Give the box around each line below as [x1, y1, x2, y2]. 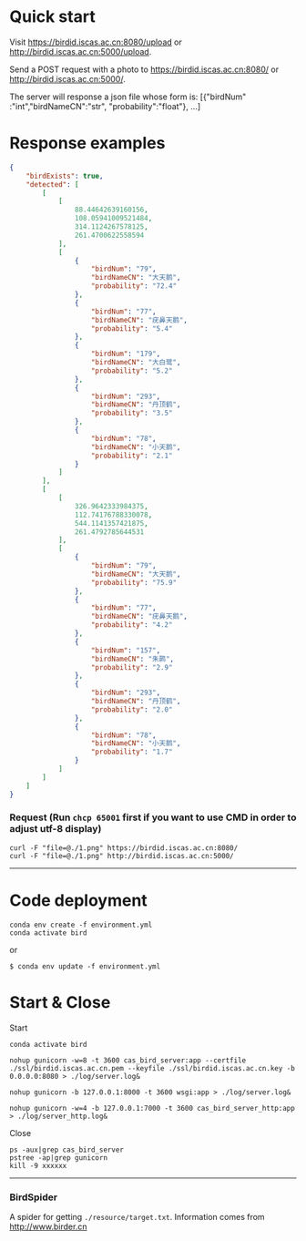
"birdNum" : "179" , [90, 349, 161, 359]
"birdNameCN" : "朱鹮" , [90, 654, 175, 663]
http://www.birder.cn [9, 1221, 87, 1232]
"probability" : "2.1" [90, 451, 173, 460]
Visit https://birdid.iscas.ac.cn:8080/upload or [9, 36, 182, 47]
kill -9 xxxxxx [9, 1161, 67, 1170]
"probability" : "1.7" [90, 747, 173, 757]
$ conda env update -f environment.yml [9, 961, 161, 971]
